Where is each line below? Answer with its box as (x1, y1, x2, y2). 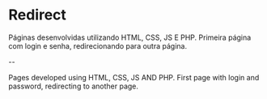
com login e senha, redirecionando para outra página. (8, 41, 188, 50)
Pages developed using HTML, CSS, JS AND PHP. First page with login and (8, 72, 260, 82)
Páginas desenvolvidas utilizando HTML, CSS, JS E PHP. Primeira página (8, 32, 252, 42)
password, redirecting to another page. (8, 81, 139, 91)
